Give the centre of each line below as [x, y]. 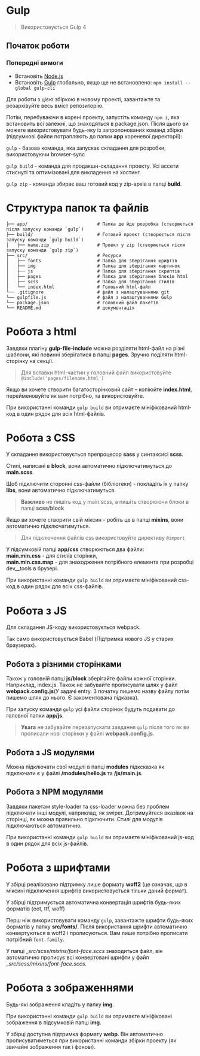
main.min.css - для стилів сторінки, [52, 556]
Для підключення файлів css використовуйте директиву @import [103, 538]
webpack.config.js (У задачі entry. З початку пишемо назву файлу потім [98, 691]
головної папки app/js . [35, 716]
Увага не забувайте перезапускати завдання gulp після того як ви [105, 727]
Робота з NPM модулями [55, 792]
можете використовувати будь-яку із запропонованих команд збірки [95, 130]
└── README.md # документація [70, 308]
